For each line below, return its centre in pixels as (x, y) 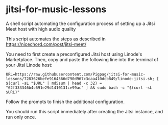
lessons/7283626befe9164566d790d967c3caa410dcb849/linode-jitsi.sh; (80, 79)
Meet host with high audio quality (41, 29)
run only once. (21, 117)
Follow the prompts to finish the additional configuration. (65, 102)
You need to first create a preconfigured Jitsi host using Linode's (74, 54)
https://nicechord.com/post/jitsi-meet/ (46, 44)
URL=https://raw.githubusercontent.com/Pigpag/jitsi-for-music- (76, 74)
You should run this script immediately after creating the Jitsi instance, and (85, 111)
